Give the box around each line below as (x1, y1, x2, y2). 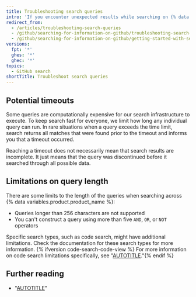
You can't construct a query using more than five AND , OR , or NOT (14, 216, 167, 223)
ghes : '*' (11, 52, 35, 58)
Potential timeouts (6, 95, 74, 105)
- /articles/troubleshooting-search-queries (11, 25, 121, 31)
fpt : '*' (11, 47, 33, 53)
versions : (6, 42, 30, 47)
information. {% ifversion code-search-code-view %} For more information (6, 246, 187, 253)
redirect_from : (6, 19, 43, 25)
